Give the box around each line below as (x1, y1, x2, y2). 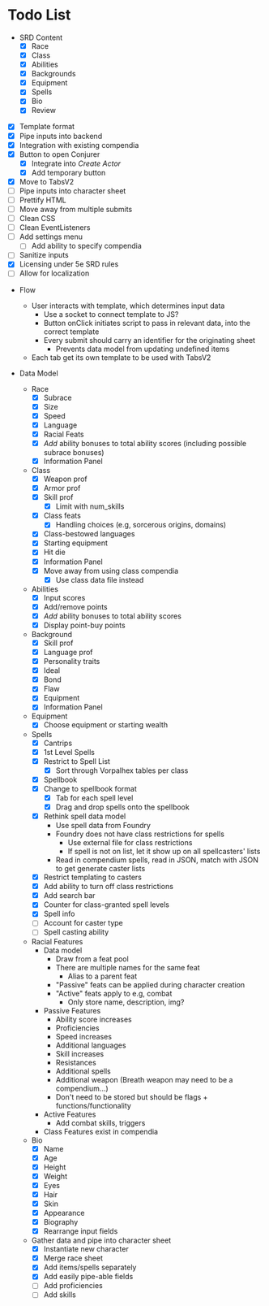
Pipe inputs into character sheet (19, 185, 126, 196)
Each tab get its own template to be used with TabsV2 (31, 352, 211, 362)
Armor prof (43, 484, 81, 492)
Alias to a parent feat (67, 971, 138, 981)
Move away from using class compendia (43, 566, 179, 575)
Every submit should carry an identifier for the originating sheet (43, 335, 256, 345)
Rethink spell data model (43, 811, 126, 821)
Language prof (43, 648, 94, 657)
